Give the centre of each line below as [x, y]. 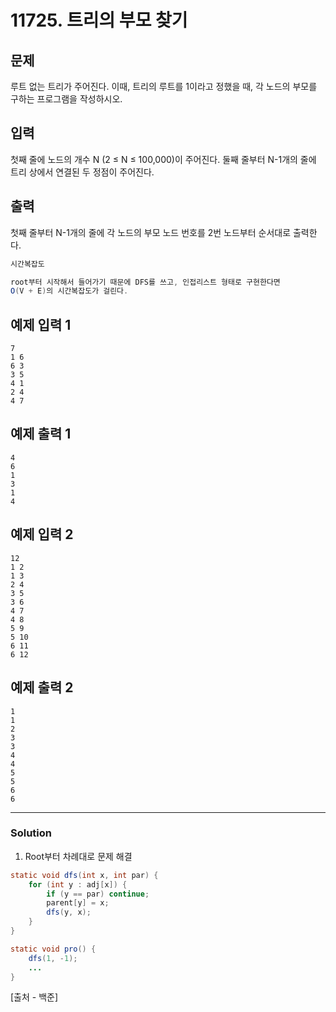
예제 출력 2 [42, 687]
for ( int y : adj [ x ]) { [78, 884]
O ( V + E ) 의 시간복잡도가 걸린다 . [69, 291]
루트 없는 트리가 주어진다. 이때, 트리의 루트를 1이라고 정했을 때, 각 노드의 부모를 [164, 86]
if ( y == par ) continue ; [98, 894]
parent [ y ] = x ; [78, 903]
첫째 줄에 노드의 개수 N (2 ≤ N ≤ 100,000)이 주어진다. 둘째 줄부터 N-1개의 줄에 [163, 159]
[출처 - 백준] [34, 997]
